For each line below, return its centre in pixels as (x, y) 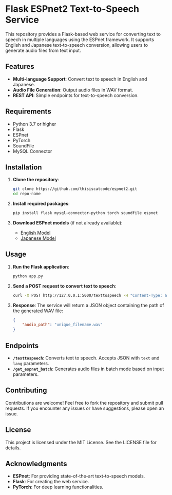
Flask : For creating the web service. (51, 482)
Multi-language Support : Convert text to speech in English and (80, 79)
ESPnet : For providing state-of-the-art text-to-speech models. (79, 476)
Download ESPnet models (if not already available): (68, 223)
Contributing (26, 391)
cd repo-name (27, 194)
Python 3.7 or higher (34, 124)
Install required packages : (41, 204)
